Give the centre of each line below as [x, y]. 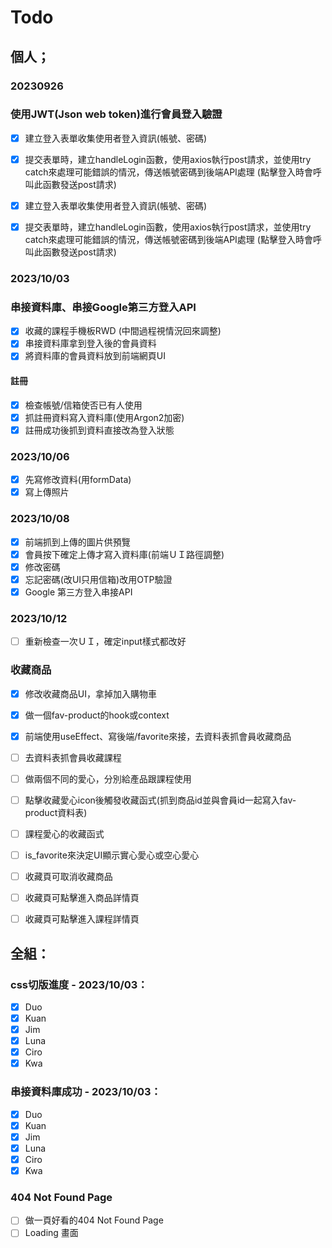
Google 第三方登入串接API [78, 592]
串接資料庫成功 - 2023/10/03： [86, 1092]
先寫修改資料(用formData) [78, 480]
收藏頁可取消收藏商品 [68, 877]
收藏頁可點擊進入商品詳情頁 [82, 898]
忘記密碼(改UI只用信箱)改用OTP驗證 [98, 579]
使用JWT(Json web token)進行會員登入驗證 [116, 114]
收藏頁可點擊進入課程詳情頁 [82, 919]
